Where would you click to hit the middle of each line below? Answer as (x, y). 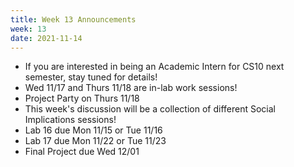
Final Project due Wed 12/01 (82, 152)
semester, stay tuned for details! (91, 77)
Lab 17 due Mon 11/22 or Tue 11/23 (95, 141)
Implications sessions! (70, 120)
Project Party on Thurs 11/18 (82, 98)
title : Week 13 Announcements (73, 19)
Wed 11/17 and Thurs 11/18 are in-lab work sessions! (131, 88)
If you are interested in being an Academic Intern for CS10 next (154, 67)
